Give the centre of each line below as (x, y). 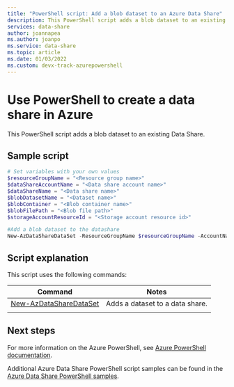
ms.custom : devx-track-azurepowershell (65, 65)
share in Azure (50, 114)
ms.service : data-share (42, 46)
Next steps (31, 331)
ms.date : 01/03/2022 (37, 59)
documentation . (30, 355)
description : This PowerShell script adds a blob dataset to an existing (117, 20)
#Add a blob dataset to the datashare (63, 230)
